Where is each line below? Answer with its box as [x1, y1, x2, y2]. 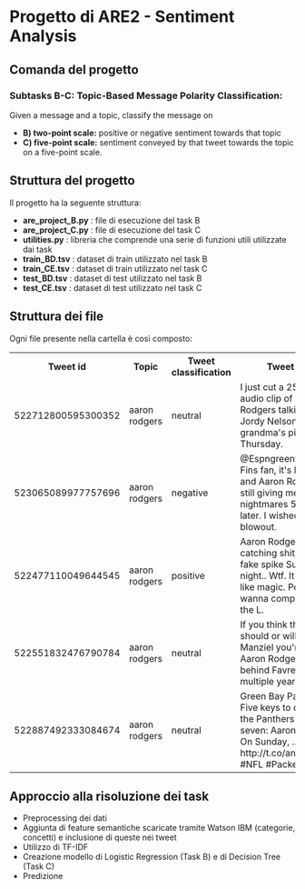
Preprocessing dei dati [22, 813, 107, 824]
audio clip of [240, 392, 293, 405]
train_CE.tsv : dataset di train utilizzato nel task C [22, 263, 208, 274]
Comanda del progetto [9, 62, 139, 77]
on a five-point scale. [22, 146, 103, 157]
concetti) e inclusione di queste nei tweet [22, 832, 177, 843]
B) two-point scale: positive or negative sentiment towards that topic [22, 127, 281, 138]
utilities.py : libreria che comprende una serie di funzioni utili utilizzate [22, 234, 288, 245]
